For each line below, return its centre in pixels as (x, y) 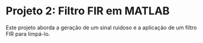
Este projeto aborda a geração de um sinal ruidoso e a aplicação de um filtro (101, 27)
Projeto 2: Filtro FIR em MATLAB (88, 11)
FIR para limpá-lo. (28, 33)
